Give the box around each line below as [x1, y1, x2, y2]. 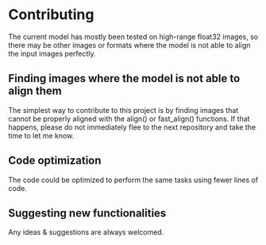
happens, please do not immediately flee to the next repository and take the [8, 122, 256, 132]
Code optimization [8, 154, 102, 168]
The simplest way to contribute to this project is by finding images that [8, 105, 239, 115]
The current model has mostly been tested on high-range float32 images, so [8, 32, 259, 41]
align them [8, 84, 62, 98]
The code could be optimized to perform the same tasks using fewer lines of [8, 175, 259, 185]
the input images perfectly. [8, 49, 97, 58]
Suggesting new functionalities [8, 206, 167, 220]
